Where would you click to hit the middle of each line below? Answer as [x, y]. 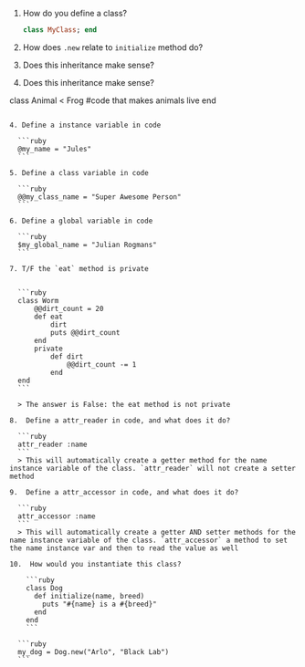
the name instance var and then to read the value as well [124, 548]
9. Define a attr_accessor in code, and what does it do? [124, 492]
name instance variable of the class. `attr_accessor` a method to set [148, 540]
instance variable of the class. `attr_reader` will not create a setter [153, 468]
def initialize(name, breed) [89, 596]
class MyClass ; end [60, 30]
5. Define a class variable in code [79, 172]
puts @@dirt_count [85, 332]
